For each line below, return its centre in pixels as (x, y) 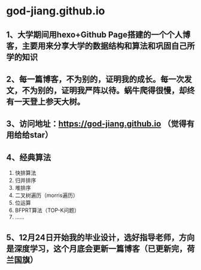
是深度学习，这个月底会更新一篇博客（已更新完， (97, 249)
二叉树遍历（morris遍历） (47, 195)
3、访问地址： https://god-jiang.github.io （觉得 (96, 124)
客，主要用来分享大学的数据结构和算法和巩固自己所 (100, 46)
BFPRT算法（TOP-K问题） (47, 210)
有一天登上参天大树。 (45, 101)
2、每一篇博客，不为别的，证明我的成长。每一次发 (99, 79)
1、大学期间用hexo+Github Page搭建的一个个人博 (98, 34)
